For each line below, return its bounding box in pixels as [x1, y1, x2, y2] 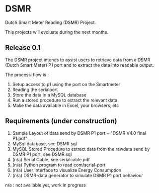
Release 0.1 [5, 43, 41, 52]
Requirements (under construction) [5, 117, 117, 125]
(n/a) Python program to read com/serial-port [12, 162, 106, 168]
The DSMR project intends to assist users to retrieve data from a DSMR [5, 57, 151, 63]
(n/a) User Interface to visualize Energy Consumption [12, 167, 122, 173]
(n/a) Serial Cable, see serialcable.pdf [12, 156, 90, 162]
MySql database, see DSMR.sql [12, 140, 77, 147]
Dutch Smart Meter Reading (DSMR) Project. [5, 19, 96, 25]
